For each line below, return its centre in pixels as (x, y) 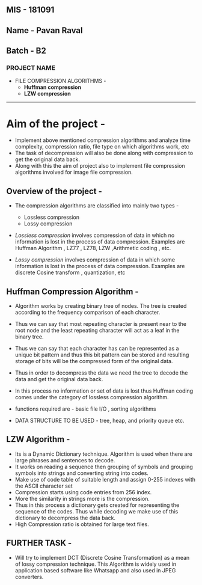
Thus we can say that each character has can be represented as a (97, 349)
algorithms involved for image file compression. (74, 172)
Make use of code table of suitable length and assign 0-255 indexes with (105, 479)
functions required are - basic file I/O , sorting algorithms (85, 409)
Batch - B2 (26, 51)
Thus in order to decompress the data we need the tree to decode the (101, 373)
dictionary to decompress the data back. (65, 518)
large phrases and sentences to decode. (65, 460)
